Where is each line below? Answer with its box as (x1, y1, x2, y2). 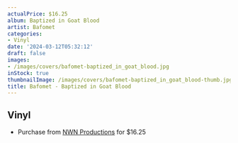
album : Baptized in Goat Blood (7, 17, 100, 24)
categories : (7, 30, 42, 38)
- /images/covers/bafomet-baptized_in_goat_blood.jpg (7, 63, 170, 70)
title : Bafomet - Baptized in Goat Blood (7, 83, 132, 90)
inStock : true (7, 69, 50, 76)
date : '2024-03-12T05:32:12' (7, 43, 93, 50)
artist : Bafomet (7, 23, 55, 30)
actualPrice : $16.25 (7, 10, 69, 18)
